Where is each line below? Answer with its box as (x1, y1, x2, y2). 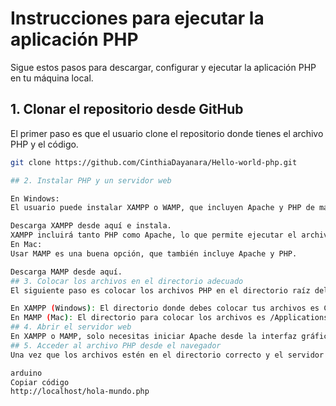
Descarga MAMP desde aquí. (10, 267, 123, 277)
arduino (10, 368, 43, 378)
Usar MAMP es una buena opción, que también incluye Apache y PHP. (10, 248, 298, 259)
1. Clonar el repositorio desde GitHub (10, 101, 244, 118)
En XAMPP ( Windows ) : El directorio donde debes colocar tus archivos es (10, 303, 320, 314)
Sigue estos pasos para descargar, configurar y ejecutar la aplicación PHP (10, 61, 317, 73)
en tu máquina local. (10, 72, 94, 84)
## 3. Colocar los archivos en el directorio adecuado (10, 276, 244, 286)
